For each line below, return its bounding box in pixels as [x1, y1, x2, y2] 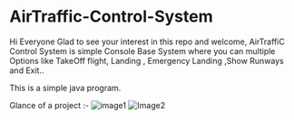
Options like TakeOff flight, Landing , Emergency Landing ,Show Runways [9, 55, 284, 66]
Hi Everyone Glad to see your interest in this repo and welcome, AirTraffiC [9, 36, 286, 47]
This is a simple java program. [9, 82, 122, 93]
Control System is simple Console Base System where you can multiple [9, 45, 276, 56]
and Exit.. [9, 65, 44, 76]
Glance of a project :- [9, 99, 89, 110]
